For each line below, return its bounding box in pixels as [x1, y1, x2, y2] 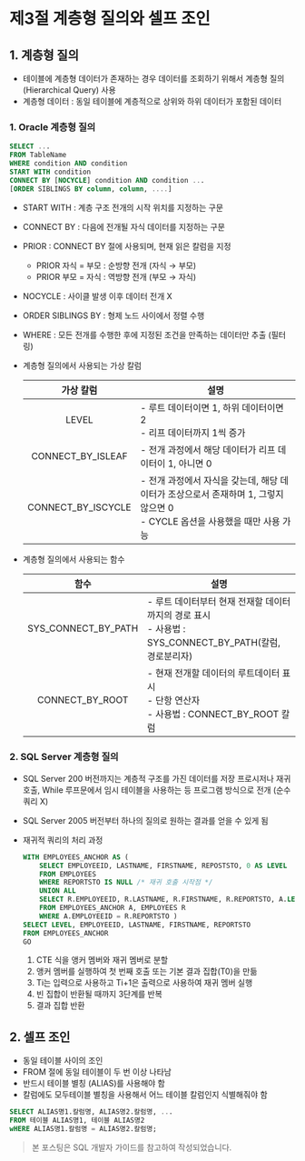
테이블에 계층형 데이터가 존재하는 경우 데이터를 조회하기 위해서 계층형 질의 [22, 74, 285, 84]
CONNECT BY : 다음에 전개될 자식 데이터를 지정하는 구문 [22, 221, 225, 232]
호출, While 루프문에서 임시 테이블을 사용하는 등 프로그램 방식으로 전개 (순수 [22, 784, 291, 796]
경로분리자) [146, 649, 193, 662]
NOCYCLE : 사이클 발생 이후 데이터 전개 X [22, 290, 172, 301]
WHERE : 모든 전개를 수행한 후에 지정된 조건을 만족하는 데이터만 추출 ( [22, 329, 272, 340]
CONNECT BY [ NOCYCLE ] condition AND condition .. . [9, 175, 205, 185]
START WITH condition [9, 167, 92, 176]
